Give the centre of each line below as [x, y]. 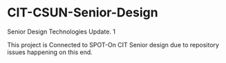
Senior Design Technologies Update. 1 [62, 32]
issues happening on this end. [50, 52]
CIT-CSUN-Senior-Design [83, 13]
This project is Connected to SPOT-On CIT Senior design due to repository [113, 45]
